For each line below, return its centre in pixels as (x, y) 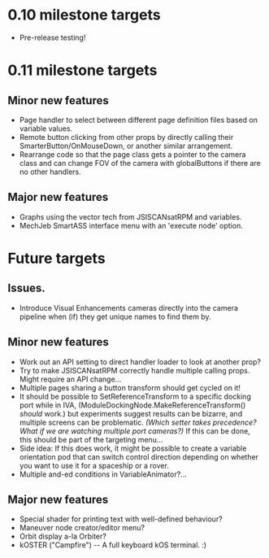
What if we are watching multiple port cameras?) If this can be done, (135, 431)
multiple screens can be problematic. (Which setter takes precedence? (138, 422)
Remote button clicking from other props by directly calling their (126, 137)
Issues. (26, 288)
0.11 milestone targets (82, 70)
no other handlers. (50, 172)
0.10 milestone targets (84, 15)
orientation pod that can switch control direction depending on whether (139, 456)
